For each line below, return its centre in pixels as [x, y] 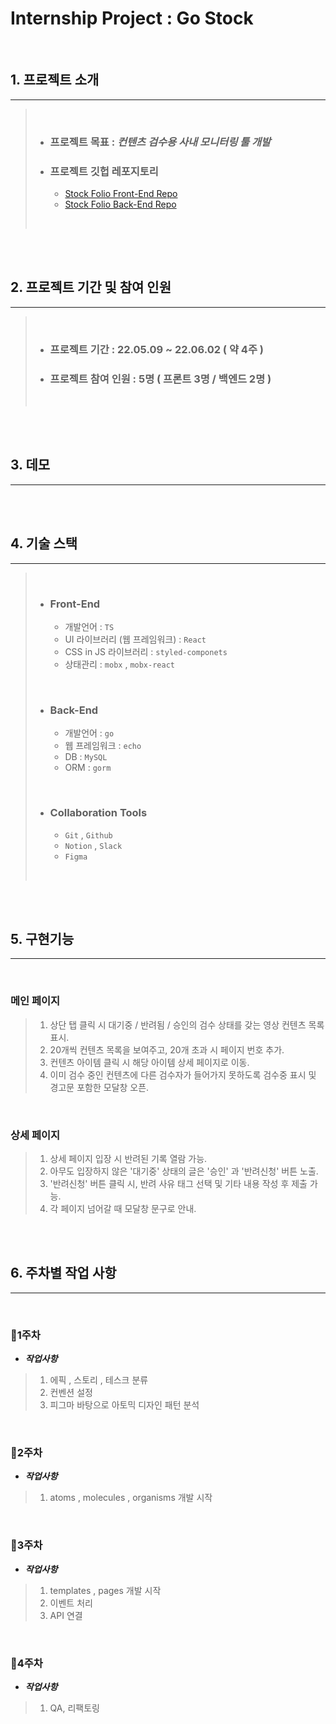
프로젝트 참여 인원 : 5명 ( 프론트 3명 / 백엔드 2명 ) [160, 379]
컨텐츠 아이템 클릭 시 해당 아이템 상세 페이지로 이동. [149, 1062]
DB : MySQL [86, 757]
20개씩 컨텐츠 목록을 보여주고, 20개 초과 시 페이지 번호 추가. [167, 1049]
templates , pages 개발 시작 [105, 1590]
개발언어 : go [89, 733]
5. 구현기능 [42, 938]
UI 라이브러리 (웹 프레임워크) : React [135, 639]
